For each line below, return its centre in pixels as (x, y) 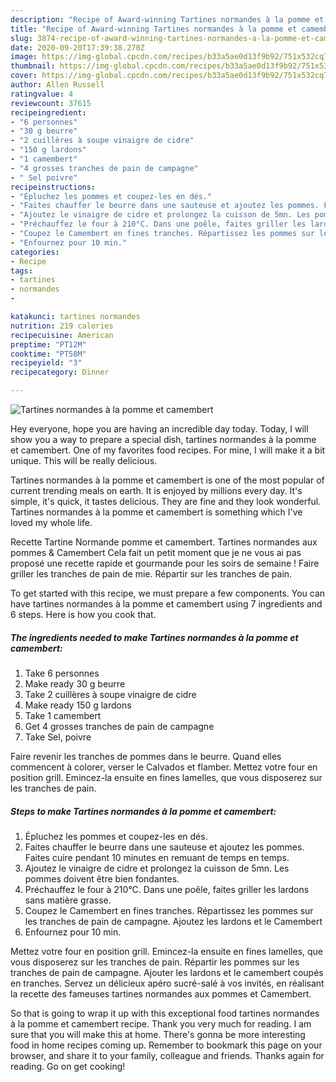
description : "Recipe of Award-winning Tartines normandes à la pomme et (167, 19)
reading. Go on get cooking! (68, 1066)
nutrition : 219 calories (62, 326)
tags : (21, 271)
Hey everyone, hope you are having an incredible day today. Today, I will (159, 429)
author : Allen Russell (57, 85)
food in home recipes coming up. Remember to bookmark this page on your (166, 1045)
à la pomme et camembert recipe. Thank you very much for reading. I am (161, 1023)
